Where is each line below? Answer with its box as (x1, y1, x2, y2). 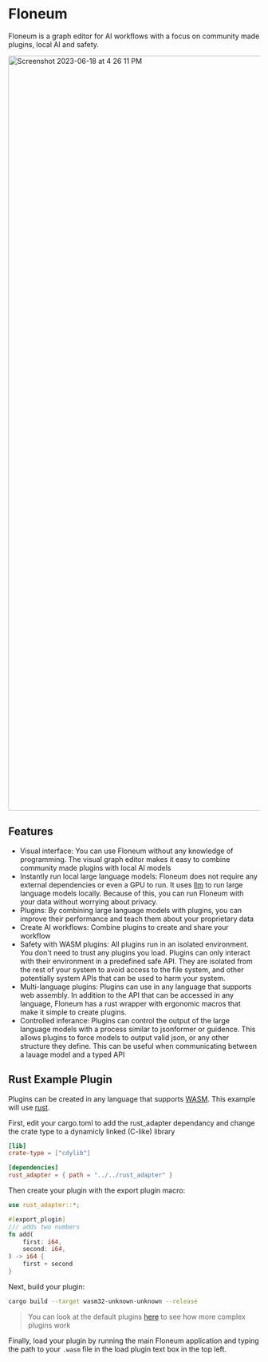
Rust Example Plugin (8, 1073, 113, 1086)
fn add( (8, 1230, 34, 1238)
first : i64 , (22, 1237, 62, 1246)
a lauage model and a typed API (19, 1050, 125, 1059)
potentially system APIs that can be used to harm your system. (19, 973, 226, 983)
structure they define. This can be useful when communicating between (19, 1041, 258, 1050)
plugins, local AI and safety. (8, 39, 100, 49)
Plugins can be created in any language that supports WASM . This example (8, 1094, 256, 1103)
